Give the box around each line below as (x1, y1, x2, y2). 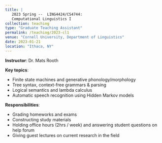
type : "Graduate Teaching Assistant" (5, 26, 83, 31)
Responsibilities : (5, 102, 40, 107)
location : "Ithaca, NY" (5, 44, 54, 49)
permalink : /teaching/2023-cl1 (5, 30, 69, 35)
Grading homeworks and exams (12, 111, 77, 117)
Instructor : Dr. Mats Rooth (5, 57, 59, 63)
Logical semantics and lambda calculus (12, 87, 93, 93)
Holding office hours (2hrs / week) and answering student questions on (12, 122, 158, 128)
